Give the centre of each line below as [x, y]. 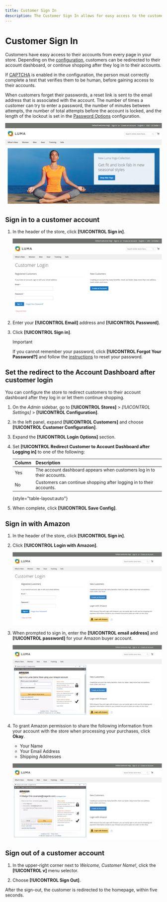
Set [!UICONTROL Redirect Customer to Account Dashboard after [81, 446]
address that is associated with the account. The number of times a [74, 100]
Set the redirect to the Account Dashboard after [80, 372]
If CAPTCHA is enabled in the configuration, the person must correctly [77, 75]
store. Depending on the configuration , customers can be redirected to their [83, 60]
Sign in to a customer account [52, 219]
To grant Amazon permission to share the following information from [82, 726]
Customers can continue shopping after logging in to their [94, 482]
